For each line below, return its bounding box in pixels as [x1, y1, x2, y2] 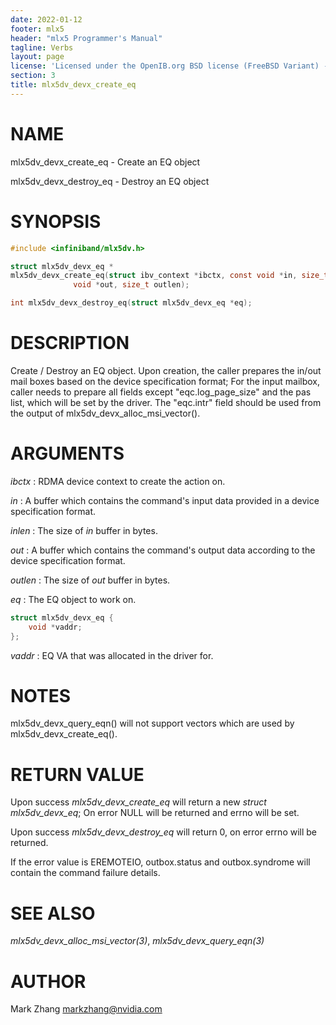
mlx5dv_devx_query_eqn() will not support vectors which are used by [10, 717, 295, 730]
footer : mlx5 [10, 24, 65, 34]
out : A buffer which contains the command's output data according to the [10, 544, 316, 556]
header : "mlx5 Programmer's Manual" [10, 33, 163, 43]
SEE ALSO [10, 902, 96, 925]
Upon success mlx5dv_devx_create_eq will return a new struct [10, 796, 267, 808]
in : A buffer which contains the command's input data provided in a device [10, 494, 320, 506]
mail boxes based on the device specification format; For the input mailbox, [10, 375, 321, 387]
